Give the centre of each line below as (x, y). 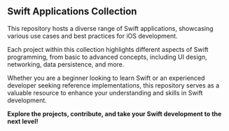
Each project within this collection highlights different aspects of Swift (108, 49)
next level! (23, 121)
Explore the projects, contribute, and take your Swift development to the (114, 113)
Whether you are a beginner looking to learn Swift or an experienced (106, 78)
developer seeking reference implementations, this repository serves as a (113, 85)
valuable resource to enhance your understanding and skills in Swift (105, 92)
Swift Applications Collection (72, 12)
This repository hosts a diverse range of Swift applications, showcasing (110, 28)
